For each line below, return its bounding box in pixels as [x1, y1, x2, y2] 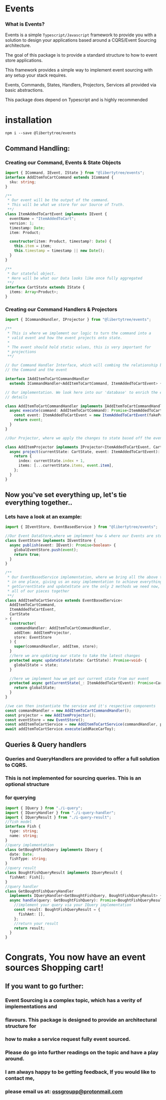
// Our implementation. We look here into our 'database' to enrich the [5, 390, 158, 395]
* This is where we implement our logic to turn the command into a [7, 331, 152, 336]
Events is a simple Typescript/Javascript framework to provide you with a [5, 32, 157, 38]
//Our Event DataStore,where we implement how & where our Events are [5, 533, 154, 539]
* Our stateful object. [7, 271, 56, 276]
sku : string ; [9, 179, 37, 184]
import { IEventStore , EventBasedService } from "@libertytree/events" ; [5, 524, 158, 529]
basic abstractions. [5, 87, 44, 93]
